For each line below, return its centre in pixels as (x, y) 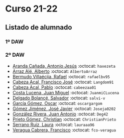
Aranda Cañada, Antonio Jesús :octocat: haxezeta (64, 66)
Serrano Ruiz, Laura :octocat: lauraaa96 (53, 124)
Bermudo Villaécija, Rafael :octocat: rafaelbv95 (61, 76)
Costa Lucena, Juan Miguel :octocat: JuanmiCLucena (66, 92)
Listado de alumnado (39, 27)
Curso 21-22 (31, 9)
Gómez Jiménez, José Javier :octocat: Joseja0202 (64, 108)
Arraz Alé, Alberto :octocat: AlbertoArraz (55, 71)
